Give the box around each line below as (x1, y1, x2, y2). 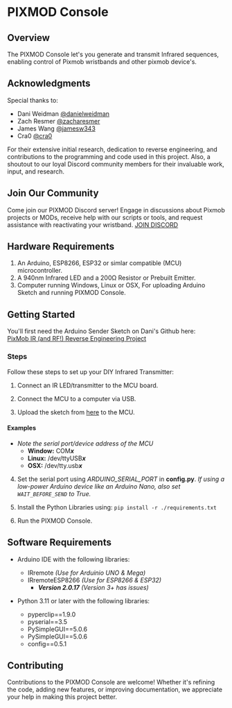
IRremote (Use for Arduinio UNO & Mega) (27, 568, 146, 577)
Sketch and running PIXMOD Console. (17, 289, 126, 297)
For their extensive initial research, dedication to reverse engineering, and (7, 145, 218, 153)
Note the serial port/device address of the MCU (17, 439, 154, 448)
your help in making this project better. (7, 693, 118, 701)
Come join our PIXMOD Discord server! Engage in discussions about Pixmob (7, 205, 225, 214)
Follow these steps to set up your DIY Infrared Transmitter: (7, 367, 175, 376)
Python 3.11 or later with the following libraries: (17, 596, 150, 605)
